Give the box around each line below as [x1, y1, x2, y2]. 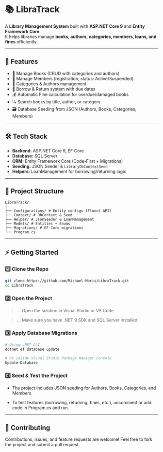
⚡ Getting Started [5, 248, 58, 256]
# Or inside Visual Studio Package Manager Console [5, 356, 112, 361]
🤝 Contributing [5, 423, 50, 432]
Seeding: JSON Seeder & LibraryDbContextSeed [12, 163, 108, 169]
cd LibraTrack [5, 283, 34, 288]
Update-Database [5, 360, 38, 365]
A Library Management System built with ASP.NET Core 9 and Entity [5, 23, 145, 29]
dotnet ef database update [5, 347, 60, 352]
